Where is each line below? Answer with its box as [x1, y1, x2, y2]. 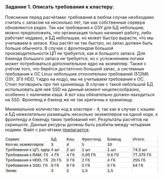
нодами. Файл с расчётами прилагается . [5, 127, 90, 133]
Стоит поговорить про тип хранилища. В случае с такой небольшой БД [5, 81, 153, 87]
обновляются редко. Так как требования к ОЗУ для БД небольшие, [5, 25, 145, 31]
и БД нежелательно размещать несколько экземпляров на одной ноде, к [5, 112, 158, 117]
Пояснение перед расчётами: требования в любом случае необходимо [5, 15, 154, 20]
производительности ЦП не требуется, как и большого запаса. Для [5, 50, 146, 56]
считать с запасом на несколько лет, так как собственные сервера [5, 19, 146, 25]
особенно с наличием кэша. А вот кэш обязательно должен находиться [5, 92, 155, 97]
